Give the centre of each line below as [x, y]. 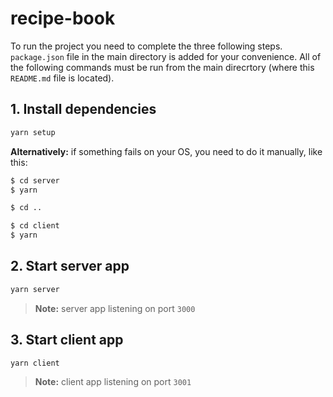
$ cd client [35, 226]
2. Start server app [70, 266]
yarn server [35, 289]
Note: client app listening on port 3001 [113, 382]
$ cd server [35, 180]
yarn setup [33, 132]
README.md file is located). [62, 78]
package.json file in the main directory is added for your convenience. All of [166, 56]
